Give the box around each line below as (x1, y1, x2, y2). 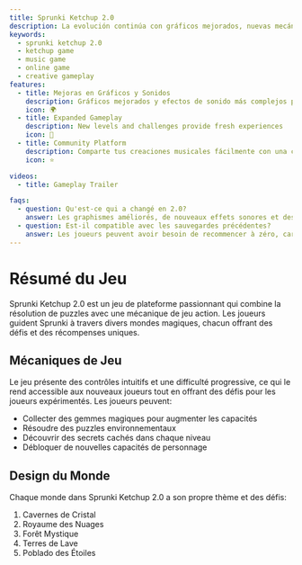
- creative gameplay (17, 72, 94, 81)
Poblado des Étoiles (22, 548, 96, 559)
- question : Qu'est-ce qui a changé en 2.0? (17, 204, 187, 214)
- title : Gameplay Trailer (17, 180, 119, 189)
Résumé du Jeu (9, 268, 128, 289)
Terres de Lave (22, 538, 78, 549)
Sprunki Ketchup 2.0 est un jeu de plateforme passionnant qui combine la (9, 298, 281, 309)
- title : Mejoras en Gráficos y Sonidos (17, 88, 171, 97)
